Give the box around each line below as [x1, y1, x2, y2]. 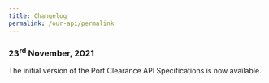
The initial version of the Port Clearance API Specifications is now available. [8, 66, 262, 76]
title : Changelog [8, 11, 67, 20]
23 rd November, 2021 [8, 46, 95, 59]
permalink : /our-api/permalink [8, 19, 115, 27]
